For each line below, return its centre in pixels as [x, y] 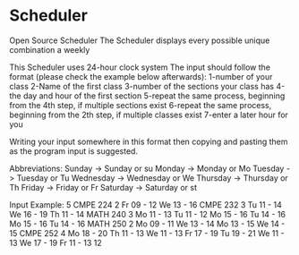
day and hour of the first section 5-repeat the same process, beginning [154, 96]
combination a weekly [50, 49]
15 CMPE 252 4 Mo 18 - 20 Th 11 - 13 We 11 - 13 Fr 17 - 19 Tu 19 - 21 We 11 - [147, 233]
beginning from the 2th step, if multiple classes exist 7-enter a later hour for [149, 115]
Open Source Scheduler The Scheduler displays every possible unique [140, 40]
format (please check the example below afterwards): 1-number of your [141, 76]
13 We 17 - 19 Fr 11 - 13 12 [56, 242]
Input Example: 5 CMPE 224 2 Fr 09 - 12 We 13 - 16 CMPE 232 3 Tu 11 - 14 [145, 204]
